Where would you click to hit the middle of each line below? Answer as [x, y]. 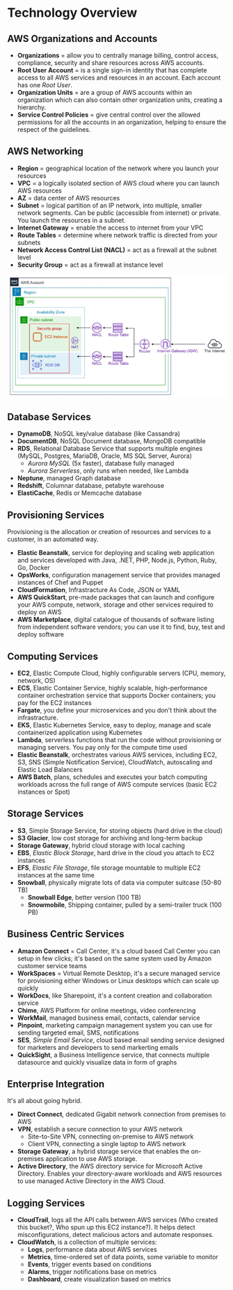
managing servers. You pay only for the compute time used [102, 747]
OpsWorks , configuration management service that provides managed [119, 575]
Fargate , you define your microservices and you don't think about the [117, 710]
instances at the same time [56, 875]
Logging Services [46, 1203]
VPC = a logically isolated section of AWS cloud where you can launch [118, 183]
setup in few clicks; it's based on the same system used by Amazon [114, 958]
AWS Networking [45, 151]
